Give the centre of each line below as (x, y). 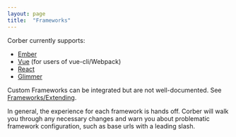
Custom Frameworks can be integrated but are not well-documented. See (114, 90)
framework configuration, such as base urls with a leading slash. (101, 126)
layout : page (26, 14)
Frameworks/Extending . (42, 97)
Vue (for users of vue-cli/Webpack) (69, 61)
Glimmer (30, 76)
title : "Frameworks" (39, 20)
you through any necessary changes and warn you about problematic (109, 118)
